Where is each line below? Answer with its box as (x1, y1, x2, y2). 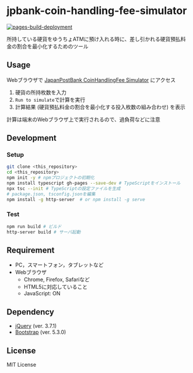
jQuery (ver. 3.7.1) (15, 323, 57, 330)
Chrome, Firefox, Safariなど (23, 276, 90, 283)
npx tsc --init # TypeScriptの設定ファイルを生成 (6, 185, 121, 191)
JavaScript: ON (23, 290, 61, 297)
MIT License (6, 361, 37, 368)
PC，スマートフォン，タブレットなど (15, 261, 104, 268)
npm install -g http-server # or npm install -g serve (6, 196, 145, 202)
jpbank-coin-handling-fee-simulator (6, 4, 187, 18)
